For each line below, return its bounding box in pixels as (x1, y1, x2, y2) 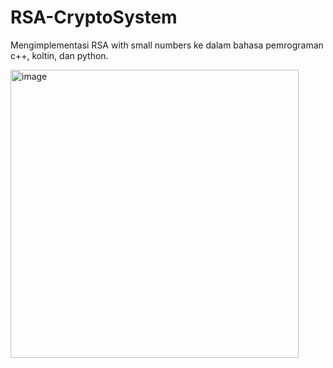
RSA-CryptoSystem (10, 6, 178, 29)
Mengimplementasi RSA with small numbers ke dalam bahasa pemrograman (10, 39, 324, 51)
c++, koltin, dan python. (10, 49, 109, 61)
